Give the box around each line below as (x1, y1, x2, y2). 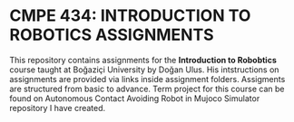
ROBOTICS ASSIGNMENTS (9, 24, 215, 45)
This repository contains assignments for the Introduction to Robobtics (9, 54, 277, 65)
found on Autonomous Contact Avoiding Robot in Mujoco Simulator (9, 92, 260, 104)
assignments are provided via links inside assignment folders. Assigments (9, 73, 286, 84)
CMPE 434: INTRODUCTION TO (9, 5, 251, 26)
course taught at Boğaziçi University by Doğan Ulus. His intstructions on (9, 64, 279, 75)
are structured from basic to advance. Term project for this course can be (9, 83, 285, 94)
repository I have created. (9, 102, 106, 113)
